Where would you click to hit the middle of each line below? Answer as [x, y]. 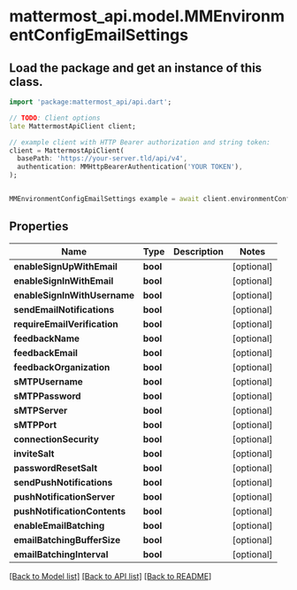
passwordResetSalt [56, 468]
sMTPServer [41, 410]
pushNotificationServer [64, 496]
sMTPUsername [49, 381]
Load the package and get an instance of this [136, 68]
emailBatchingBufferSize [67, 540]
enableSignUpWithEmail [65, 266]
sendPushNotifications [63, 482]
